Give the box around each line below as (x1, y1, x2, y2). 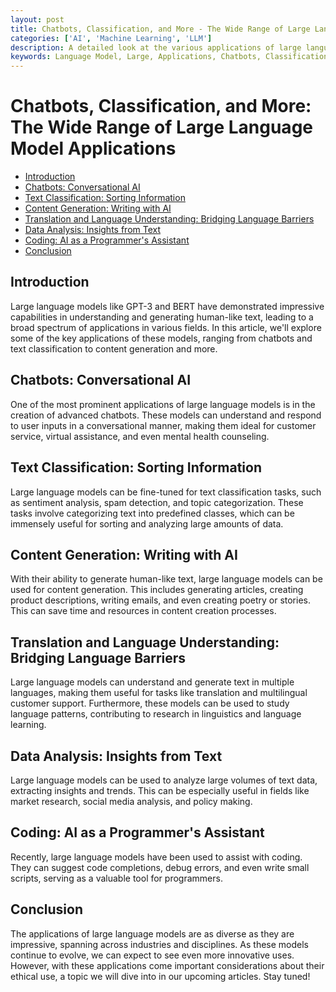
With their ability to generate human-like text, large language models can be (10, 573, 323, 585)
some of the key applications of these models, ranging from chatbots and (10, 332, 313, 344)
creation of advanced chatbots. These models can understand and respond (10, 409, 322, 421)
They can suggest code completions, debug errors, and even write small (10, 861, 310, 873)
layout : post (10, 14, 65, 25)
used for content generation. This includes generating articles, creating (10, 584, 304, 596)
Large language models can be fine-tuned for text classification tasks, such (10, 486, 322, 498)
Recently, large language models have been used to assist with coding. (10, 851, 303, 863)
